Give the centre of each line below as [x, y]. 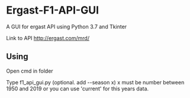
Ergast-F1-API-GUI [53, 10]
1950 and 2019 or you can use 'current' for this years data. [78, 89]
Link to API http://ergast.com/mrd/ [48, 38]
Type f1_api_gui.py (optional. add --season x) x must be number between [95, 82]
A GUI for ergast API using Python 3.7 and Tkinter [67, 27]
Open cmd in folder [30, 71]
